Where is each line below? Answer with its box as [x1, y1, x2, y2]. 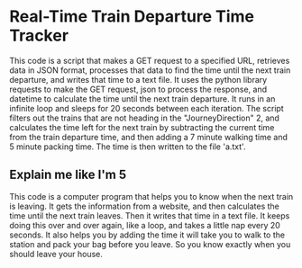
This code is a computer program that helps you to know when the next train [9, 191, 294, 201]
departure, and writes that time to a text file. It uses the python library [9, 74, 268, 85]
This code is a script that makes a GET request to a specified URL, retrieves [9, 55, 290, 66]
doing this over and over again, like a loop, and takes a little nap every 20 [9, 219, 281, 230]
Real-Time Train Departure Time [9, 6, 255, 27]
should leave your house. [9, 248, 104, 259]
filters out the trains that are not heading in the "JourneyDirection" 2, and [9, 112, 279, 123]
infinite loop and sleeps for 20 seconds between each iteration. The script [9, 103, 284, 113]
